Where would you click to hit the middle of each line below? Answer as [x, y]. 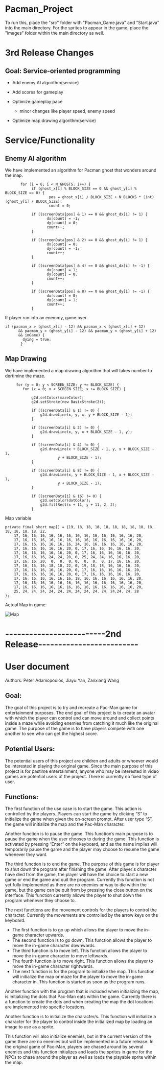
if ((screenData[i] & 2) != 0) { [65, 428]
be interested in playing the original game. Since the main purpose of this [79, 766]
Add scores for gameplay [38, 92]
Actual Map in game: [26, 605]
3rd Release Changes [49, 53]
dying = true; [37, 339]
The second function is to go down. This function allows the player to [82, 940]
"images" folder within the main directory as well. [55, 33]
